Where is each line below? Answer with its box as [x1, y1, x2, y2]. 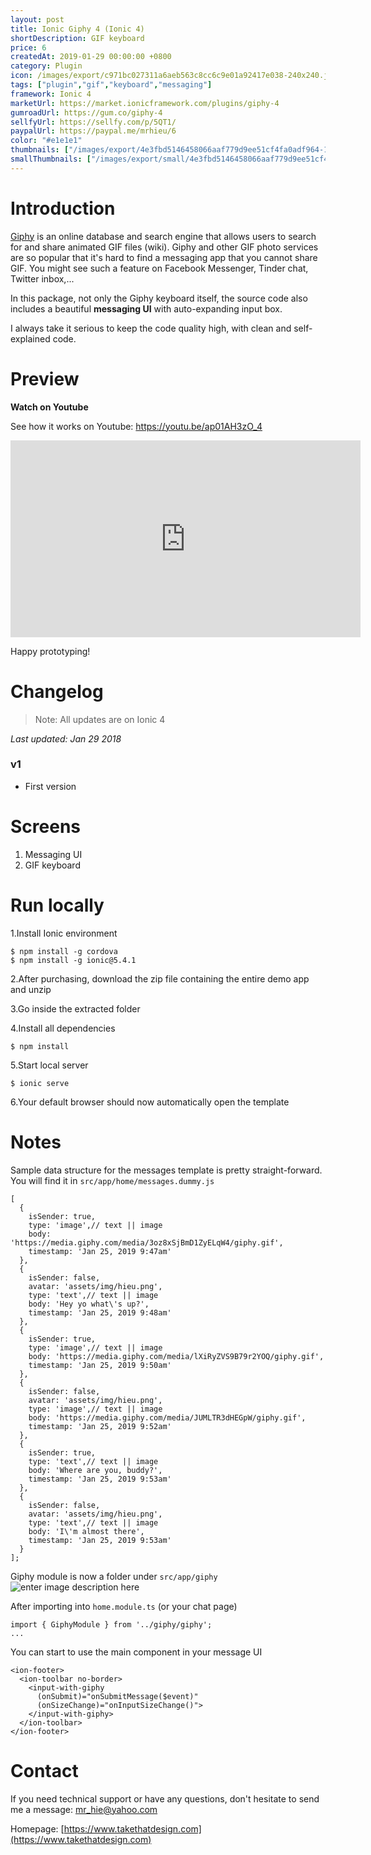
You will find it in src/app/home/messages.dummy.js [10, 1174, 215, 1186]
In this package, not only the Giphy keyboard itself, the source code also [10, 292, 308, 304]
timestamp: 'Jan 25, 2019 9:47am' [28, 1246, 172, 1256]
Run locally [10, 894, 105, 916]
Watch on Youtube [10, 401, 89, 413]
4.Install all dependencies [10, 1022, 116, 1034]
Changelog [10, 680, 104, 703]
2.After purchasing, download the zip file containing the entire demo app [10, 972, 310, 985]
